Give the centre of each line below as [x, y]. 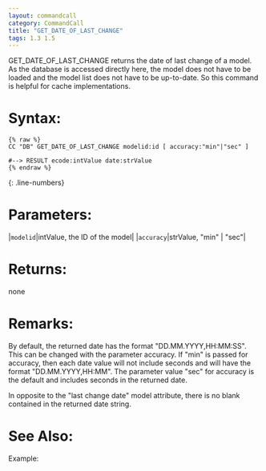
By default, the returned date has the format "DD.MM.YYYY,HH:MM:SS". [127, 346]
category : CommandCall [46, 23]
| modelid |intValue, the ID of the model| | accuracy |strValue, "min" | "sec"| [127, 237]
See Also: [41, 436]
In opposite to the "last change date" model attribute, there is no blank [124, 395]
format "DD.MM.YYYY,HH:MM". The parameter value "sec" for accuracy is [131, 371]
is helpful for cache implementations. [69, 86]
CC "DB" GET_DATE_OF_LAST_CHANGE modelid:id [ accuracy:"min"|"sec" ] [129, 147]
